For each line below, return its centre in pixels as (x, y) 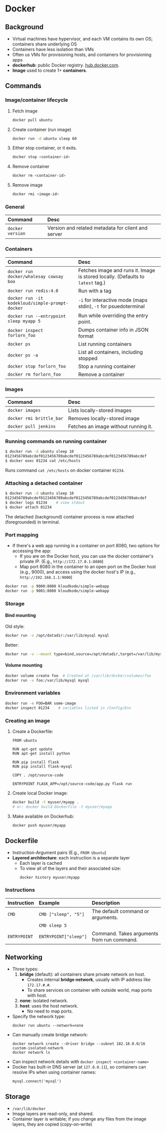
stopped (88, 358)
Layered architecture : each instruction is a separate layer (71, 858)
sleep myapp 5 (24, 321)
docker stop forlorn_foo (37, 366)
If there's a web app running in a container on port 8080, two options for (86, 545)
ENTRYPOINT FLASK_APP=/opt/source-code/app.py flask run (72, 784)
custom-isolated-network (38, 1048)
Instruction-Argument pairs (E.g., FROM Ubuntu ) (59, 852)
